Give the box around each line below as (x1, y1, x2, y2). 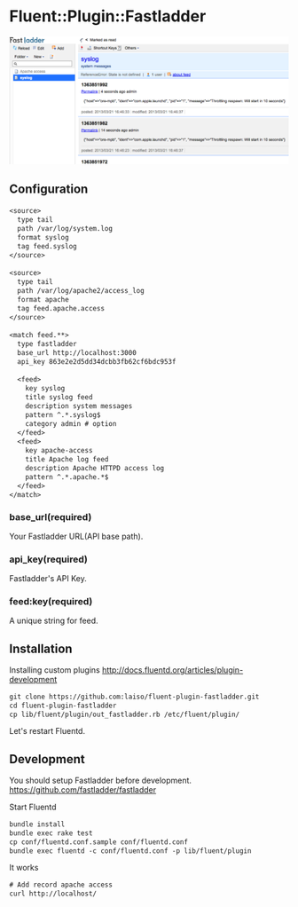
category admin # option (25, 419, 117, 428)
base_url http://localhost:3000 (17, 348, 137, 357)
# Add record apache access (9, 880, 114, 889)
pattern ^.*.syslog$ (25, 410, 101, 419)
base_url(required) (9, 510, 92, 523)
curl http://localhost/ (9, 889, 98, 898)
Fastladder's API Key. (9, 573, 87, 584)
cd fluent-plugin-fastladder (9, 701, 117, 711)
